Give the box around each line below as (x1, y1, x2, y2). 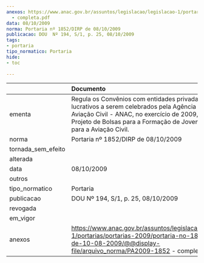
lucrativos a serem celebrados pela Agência (71, 103, 196, 111)
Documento (71, 84, 106, 93)
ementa (9, 110, 32, 118)
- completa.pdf (12, 15, 50, 21)
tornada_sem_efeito (9, 145, 66, 154)
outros (9, 174, 29, 183)
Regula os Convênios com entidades (71, 95, 175, 103)
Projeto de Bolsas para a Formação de (71, 118, 180, 126)
